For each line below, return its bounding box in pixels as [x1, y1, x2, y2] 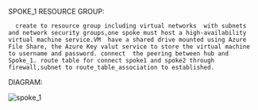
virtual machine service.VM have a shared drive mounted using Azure [8, 36, 247, 44]
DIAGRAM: [8, 78, 43, 86]
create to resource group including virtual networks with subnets [15, 22, 247, 30]
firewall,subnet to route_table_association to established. [8, 63, 215, 71]
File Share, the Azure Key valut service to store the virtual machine [8, 43, 250, 51]
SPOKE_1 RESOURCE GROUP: [8, 7, 105, 16]
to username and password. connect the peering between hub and [8, 50, 229, 58]
